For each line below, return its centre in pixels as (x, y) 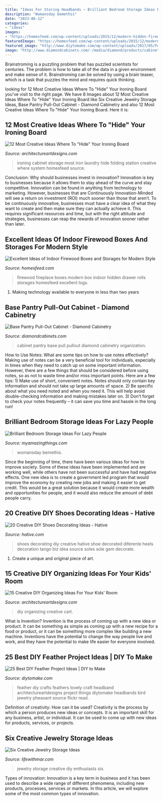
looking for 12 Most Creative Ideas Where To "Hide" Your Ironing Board (76, 89)
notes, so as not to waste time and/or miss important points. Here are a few (80, 375)
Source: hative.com (24, 534)
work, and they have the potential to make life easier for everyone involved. (80, 642)
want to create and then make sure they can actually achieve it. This (73, 209)
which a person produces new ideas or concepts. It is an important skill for (80, 713)
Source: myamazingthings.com (36, 443)
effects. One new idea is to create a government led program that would (77, 477)
